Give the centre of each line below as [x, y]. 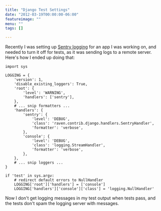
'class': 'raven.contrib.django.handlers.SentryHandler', [93, 123]
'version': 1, [29, 80]
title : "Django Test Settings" [38, 10]
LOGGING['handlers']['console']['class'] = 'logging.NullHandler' [84, 189]
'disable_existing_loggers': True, [51, 84]
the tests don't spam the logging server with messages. [62, 204]
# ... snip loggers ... [39, 163]
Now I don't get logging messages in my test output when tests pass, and [80, 198]
